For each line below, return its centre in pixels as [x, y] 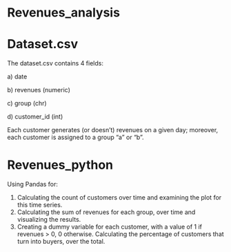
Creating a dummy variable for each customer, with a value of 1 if [109, 227]
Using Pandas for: [33, 185]
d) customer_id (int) [35, 117]
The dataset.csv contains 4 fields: [55, 63]
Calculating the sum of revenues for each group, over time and [106, 212]
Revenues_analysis [64, 13]
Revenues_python [60, 165]
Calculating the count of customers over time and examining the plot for [119, 198]
